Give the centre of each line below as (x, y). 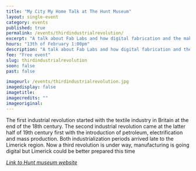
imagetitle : (20, 93)
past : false (20, 71)
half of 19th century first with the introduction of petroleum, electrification (94, 132)
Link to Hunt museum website (42, 162)
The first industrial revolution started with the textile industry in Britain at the (97, 120)
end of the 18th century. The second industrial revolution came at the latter (96, 126)
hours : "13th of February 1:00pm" (48, 44)
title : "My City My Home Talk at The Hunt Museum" (69, 11)
